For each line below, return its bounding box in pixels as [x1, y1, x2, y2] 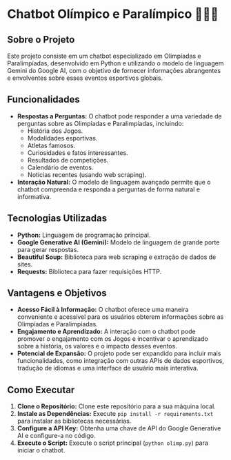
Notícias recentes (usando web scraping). [27, 170, 147, 178]
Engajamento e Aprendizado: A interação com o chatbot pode [17, 327, 196, 336]
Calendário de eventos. [27, 163, 94, 171]
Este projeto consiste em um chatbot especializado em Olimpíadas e [7, 52, 201, 60]
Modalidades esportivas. [27, 134, 98, 142]
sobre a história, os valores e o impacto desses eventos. [17, 342, 177, 351]
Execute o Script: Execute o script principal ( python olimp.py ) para [17, 439, 209, 447]
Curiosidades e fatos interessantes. [27, 148, 129, 157]
